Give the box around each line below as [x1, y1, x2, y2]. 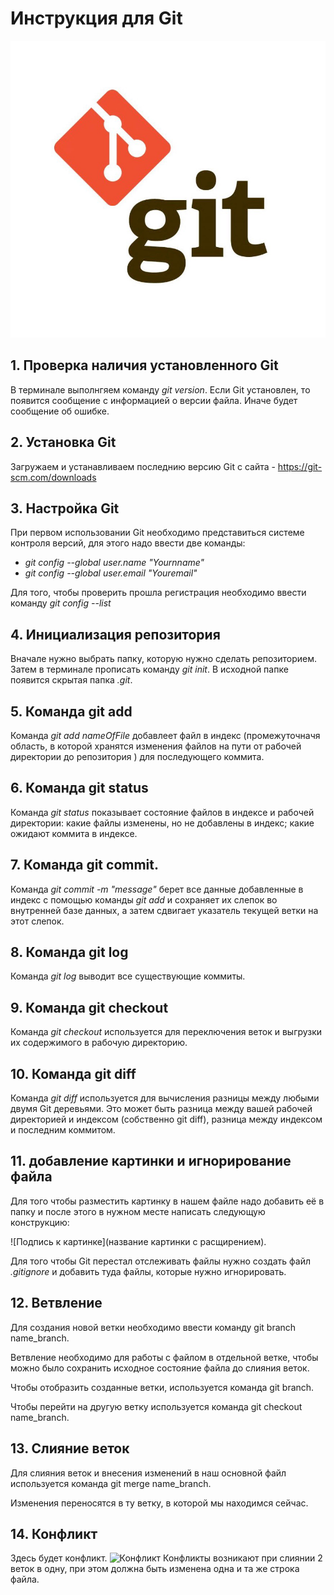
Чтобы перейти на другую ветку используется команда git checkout [10, 1400, 303, 1412]
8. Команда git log [10, 944, 129, 961]
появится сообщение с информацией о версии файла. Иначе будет [10, 394, 298, 406]
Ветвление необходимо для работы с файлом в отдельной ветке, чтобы [10, 1351, 319, 1363]
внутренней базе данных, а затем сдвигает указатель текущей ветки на [10, 904, 319, 916]
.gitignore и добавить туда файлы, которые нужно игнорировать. [10, 1265, 287, 1277]
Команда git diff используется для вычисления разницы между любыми [10, 1092, 320, 1104]
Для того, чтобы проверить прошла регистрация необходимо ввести [10, 587, 307, 599]
